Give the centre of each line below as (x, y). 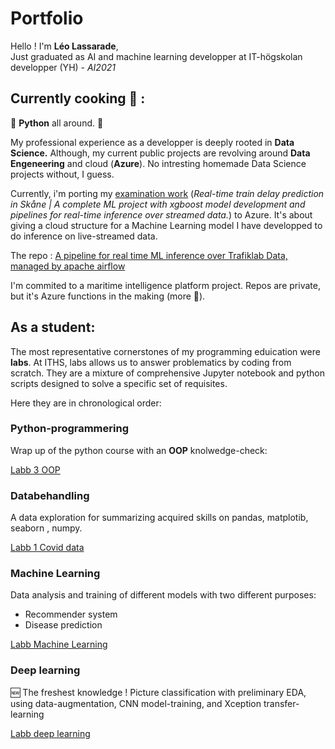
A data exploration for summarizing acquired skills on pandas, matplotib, (159, 518)
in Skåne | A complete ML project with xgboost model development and (158, 204)
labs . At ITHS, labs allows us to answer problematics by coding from (151, 362)
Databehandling (50, 495)
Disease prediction (63, 625)
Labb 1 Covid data (47, 548)
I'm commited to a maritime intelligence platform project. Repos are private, (165, 285)
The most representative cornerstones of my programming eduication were (165, 351)
